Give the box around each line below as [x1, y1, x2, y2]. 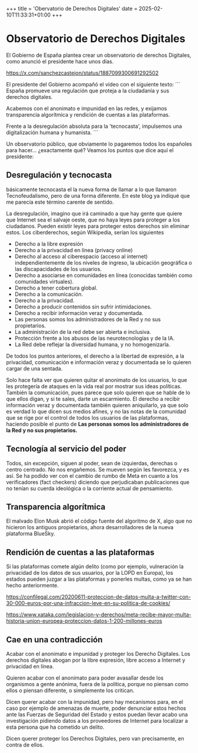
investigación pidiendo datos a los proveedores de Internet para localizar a [6, 717, 188, 724]
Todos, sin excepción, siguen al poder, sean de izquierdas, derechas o [6, 459, 178, 466]
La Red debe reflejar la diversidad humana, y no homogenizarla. [14, 340, 170, 348]
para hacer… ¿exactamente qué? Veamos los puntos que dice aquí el [6, 146, 174, 153]
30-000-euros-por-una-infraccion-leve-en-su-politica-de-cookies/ [6, 600, 170, 607]
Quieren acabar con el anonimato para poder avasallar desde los [6, 674, 164, 681]
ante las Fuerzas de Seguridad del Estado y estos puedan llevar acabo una [6, 711, 188, 718]
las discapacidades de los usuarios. [14, 265, 102, 272]
